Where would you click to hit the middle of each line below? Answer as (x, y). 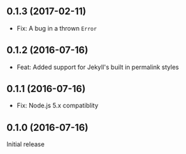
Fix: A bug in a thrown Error (56, 28)
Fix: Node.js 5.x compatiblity (57, 106)
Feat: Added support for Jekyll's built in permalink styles (98, 67)
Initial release (25, 144)
